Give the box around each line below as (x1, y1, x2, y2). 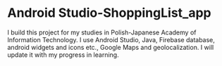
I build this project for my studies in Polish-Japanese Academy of (7, 28, 197, 37)
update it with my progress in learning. (7, 51, 119, 59)
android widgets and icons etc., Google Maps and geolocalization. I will (7, 43, 214, 51)
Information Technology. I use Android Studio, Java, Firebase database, (7, 35, 215, 44)
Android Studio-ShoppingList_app (7, 5, 211, 21)
